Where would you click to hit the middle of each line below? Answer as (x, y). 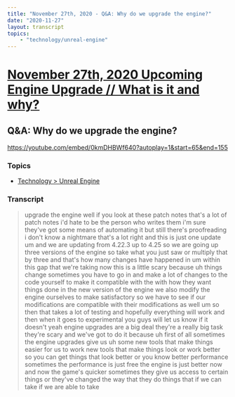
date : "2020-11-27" (36, 20)
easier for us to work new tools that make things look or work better (122, 349)
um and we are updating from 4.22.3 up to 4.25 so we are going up (121, 244)
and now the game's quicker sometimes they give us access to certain (126, 372)
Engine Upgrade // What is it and (103, 90)
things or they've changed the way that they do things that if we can (123, 379)
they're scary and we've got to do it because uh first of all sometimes (125, 334)
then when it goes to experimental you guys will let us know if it (116, 319)
